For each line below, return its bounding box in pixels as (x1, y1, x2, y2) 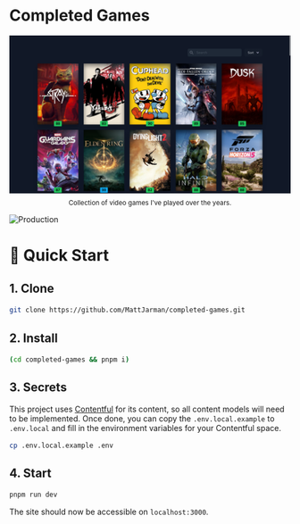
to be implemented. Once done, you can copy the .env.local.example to (9, 412, 275, 424)
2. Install (9, 330, 58, 345)
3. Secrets (9, 380, 67, 395)
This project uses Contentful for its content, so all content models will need (9, 403, 285, 414)
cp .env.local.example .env (9, 441, 114, 450)
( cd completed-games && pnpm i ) (9, 354, 129, 364)
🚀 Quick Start (9, 245, 110, 266)
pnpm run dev (9, 490, 58, 500)
